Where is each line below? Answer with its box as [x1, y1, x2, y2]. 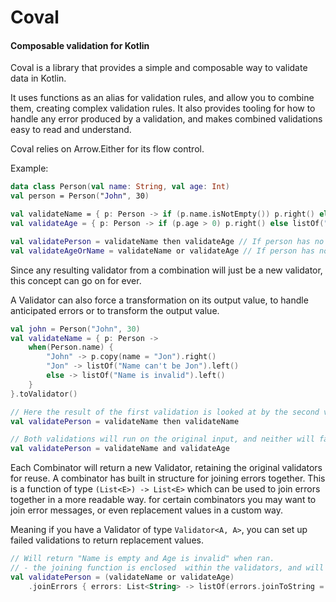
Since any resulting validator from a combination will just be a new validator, [10, 264, 323, 276]
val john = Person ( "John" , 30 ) [10, 324, 141, 334]
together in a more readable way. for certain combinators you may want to [10, 494, 317, 506]
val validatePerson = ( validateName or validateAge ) [10, 572, 235, 582]
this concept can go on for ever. [10, 274, 142, 286]
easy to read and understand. [10, 124, 132, 136]
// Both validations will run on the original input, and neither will [10, 434, 315, 445]
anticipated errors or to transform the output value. [10, 304, 220, 316]
